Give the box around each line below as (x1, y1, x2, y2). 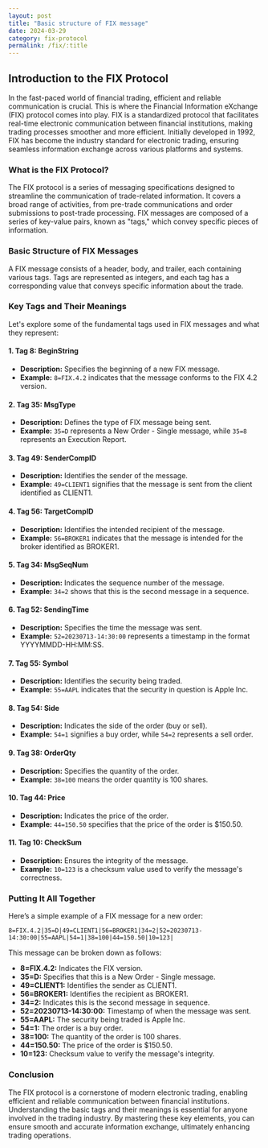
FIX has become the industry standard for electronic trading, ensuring (8, 135, 239, 145)
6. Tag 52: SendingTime (8, 605, 90, 614)
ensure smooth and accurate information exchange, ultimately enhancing (8, 1121, 250, 1131)
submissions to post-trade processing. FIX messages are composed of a (8, 209, 249, 218)
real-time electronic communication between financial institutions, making (8, 118, 253, 128)
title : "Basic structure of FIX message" (8, 19, 149, 27)
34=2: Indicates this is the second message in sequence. (19, 997, 210, 1007)
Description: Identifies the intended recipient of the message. (19, 524, 225, 534)
